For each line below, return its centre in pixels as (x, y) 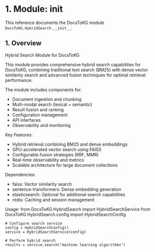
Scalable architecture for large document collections (65, 165)
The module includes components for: (44, 90)
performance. (19, 80)
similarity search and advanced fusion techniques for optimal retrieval (75, 75)
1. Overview (23, 43)
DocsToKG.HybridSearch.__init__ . (39, 27)
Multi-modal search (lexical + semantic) (52, 104)
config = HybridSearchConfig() (37, 227)
